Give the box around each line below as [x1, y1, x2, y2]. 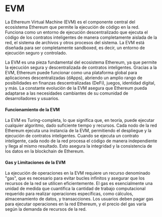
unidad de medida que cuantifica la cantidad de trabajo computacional [5, 185, 146, 192]
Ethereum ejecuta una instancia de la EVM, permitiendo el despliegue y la [5, 128, 151, 134]
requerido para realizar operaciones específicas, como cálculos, [5, 191, 133, 197]
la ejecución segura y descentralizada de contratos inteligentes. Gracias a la [5, 64, 157, 70]
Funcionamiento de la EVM [5, 106, 60, 112]
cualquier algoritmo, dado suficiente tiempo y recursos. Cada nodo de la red [5, 122, 157, 129]
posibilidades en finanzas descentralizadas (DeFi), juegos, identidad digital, [5, 80, 156, 85]
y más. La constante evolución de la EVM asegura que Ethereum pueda [5, 85, 147, 91]
